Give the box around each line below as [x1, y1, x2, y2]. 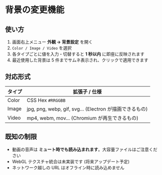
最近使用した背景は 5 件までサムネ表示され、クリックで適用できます [12, 57, 148, 63]
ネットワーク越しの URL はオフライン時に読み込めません [12, 164, 125, 170]
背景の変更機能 [5, 4, 65, 16]
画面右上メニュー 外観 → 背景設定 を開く [12, 39, 93, 45]
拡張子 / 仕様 [73, 88, 102, 95]
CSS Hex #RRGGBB [27, 96, 66, 103]
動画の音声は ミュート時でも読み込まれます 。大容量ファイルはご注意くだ [12, 146, 158, 152]
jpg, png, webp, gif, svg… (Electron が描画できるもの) [27, 105, 148, 112]
